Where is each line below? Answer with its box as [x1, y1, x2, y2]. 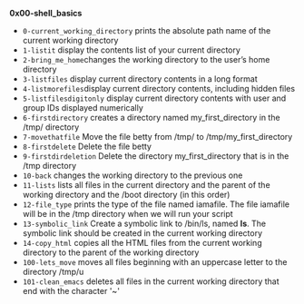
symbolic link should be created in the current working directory [22, 228, 263, 239]
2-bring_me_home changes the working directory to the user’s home [22, 54, 270, 64]
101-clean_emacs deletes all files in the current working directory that [22, 276, 279, 287]
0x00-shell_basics [9, 8, 83, 18]
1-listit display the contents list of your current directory [22, 44, 240, 55]
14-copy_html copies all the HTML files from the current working [22, 238, 262, 248]
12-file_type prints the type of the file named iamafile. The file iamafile [22, 199, 290, 210]
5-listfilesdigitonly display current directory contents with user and [22, 93, 287, 103]
